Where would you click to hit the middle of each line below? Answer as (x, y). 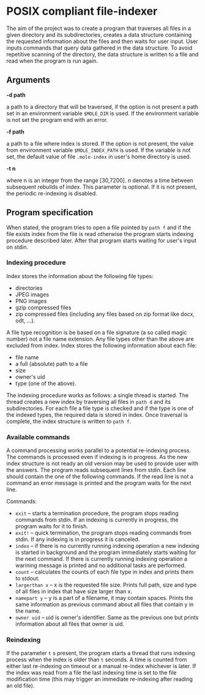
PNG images (31, 301)
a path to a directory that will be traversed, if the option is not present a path (102, 107)
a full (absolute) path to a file (51, 363)
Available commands (38, 437)
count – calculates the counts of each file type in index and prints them (104, 572)
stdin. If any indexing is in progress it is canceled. (77, 539)
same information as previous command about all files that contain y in (104, 604)
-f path (15, 131)
